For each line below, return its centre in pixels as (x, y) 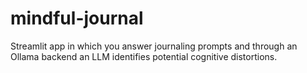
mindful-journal (77, 18)
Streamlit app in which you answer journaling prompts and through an (154, 46)
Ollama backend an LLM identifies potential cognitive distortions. (144, 56)
